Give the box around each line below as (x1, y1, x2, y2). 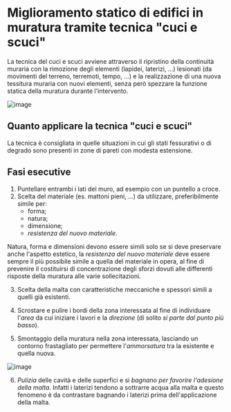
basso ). (17, 320, 39, 329)
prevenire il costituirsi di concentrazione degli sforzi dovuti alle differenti (7, 264, 213, 273)
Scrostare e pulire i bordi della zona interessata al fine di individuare (17, 306, 211, 314)
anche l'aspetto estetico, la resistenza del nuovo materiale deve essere (7, 250, 210, 258)
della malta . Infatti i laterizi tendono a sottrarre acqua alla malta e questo (17, 383, 225, 391)
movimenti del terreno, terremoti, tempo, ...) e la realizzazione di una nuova (7, 71, 221, 80)
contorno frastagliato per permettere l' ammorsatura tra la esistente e (17, 341, 214, 350)
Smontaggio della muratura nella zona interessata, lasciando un (17, 334, 198, 343)
